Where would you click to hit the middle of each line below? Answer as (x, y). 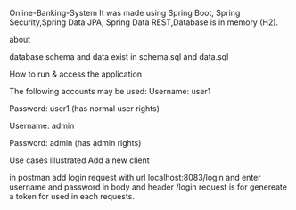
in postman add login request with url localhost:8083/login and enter (135, 178)
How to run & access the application (76, 74)
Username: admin (42, 125)
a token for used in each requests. (72, 196)
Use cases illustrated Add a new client (79, 160)
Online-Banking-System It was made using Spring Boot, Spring (125, 13)
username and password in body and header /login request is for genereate (148, 187)
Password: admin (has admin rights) (75, 143)
